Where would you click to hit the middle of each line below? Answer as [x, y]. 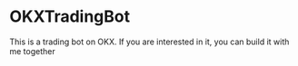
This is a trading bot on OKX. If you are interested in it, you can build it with [149, 42]
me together [33, 51]
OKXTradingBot [70, 17]
